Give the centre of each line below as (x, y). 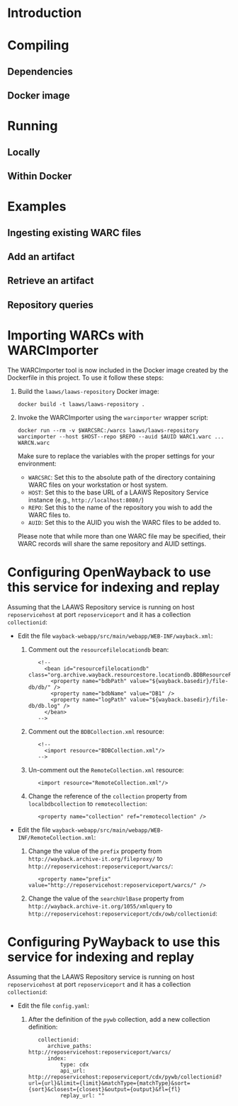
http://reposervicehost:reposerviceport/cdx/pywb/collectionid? (125, 1077)
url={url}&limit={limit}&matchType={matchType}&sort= (109, 1083)
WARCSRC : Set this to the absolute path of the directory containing (122, 477)
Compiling (38, 46)
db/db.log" (44, 706)
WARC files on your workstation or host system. (98, 485)
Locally (24, 152)
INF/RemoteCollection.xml (56, 837)
